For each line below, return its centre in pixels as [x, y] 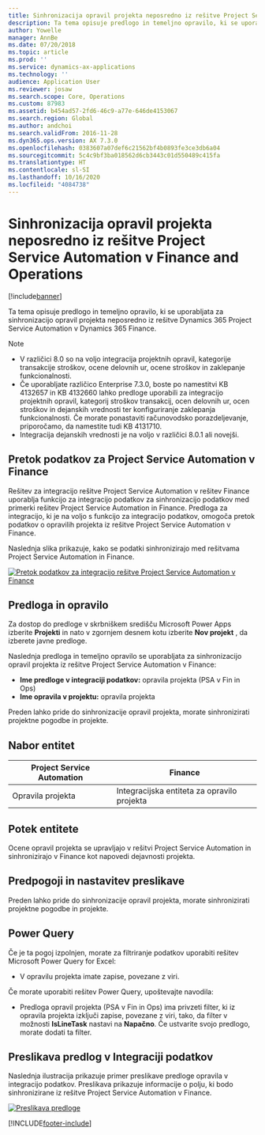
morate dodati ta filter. [56, 1032]
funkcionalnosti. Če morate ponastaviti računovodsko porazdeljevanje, [134, 418]
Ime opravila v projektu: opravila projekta [87, 697]
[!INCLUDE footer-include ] [50, 1123]
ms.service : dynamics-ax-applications [72, 67]
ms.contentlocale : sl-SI [49, 170]
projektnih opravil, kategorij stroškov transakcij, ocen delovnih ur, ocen [134, 401]
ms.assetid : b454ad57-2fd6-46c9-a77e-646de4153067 [93, 112]
